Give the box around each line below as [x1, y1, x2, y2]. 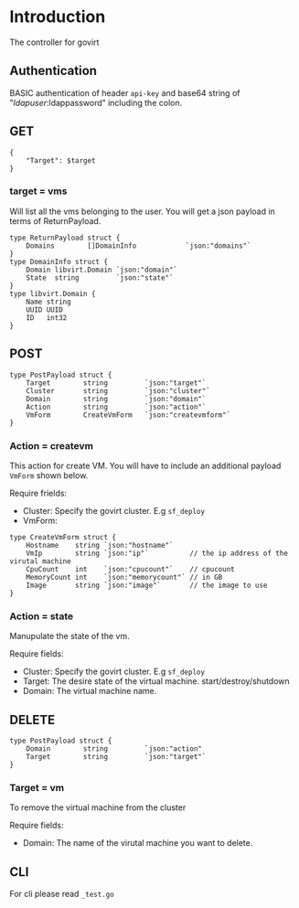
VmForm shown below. [9, 469, 89, 481]
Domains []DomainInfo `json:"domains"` [26, 240, 251, 251]
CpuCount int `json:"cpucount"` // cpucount [26, 564, 235, 573]
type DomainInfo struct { [9, 257, 108, 266]
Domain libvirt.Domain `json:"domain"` [26, 265, 178, 274]
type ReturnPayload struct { [9, 233, 121, 242]
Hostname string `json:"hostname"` [26, 540, 174, 550]
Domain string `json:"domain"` [26, 394, 207, 403]
